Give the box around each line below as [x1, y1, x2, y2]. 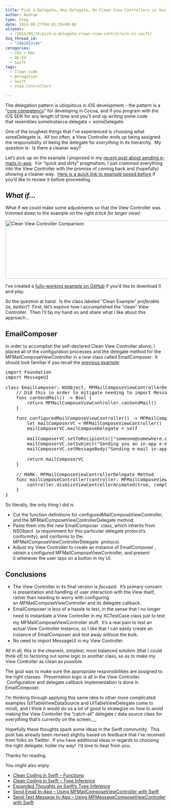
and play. [5, 289, 25, 295]
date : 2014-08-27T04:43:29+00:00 [5, 21, 77, 27]
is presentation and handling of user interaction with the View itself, [12, 589, 155, 595]
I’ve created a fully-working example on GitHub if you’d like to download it [5, 283, 161, 289]
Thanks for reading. [5, 753, 47, 759]
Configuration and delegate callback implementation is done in [6, 679, 139, 686]
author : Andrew [5, 12, 38, 17]
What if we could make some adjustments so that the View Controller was [5, 205, 161, 211]
